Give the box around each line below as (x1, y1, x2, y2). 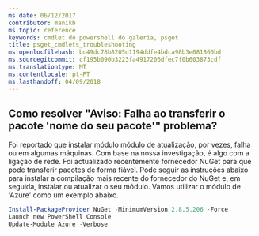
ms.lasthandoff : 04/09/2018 (8, 77, 101, 85)
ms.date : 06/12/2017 (8, 11, 77, 20)
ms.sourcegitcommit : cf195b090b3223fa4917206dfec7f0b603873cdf (8, 56, 222, 64)
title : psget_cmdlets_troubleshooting (8, 41, 136, 49)
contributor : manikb (8, 19, 77, 27)
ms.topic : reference (8, 26, 77, 34)
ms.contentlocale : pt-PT (8, 70, 90, 78)
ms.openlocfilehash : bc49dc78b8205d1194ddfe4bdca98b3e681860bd (8, 48, 222, 56)
